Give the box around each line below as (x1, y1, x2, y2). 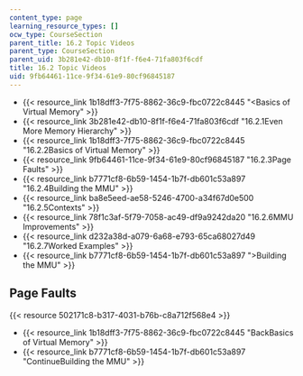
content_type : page (9, 13, 83, 23)
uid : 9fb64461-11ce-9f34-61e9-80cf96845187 (9, 72, 176, 81)
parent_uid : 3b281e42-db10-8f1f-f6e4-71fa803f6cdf (9, 55, 204, 64)
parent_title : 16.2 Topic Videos (9, 38, 135, 48)
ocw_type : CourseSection (9, 30, 103, 39)
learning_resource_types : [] (9, 22, 119, 31)
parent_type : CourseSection (9, 47, 115, 56)
